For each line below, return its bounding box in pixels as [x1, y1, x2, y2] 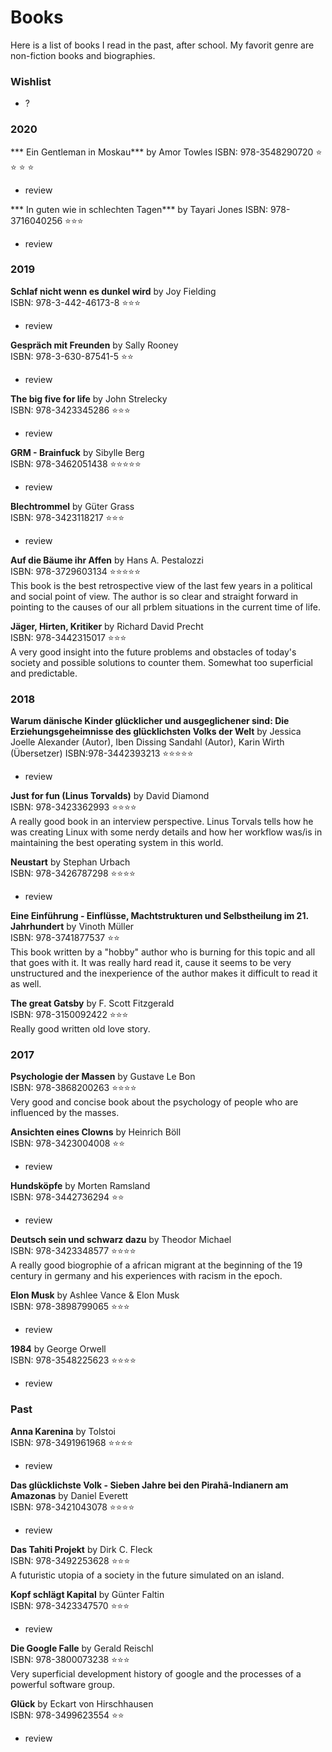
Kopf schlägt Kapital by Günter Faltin [10, 1588, 165, 1600]
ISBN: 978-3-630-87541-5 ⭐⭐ [10, 350, 134, 362]
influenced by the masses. [10, 1107, 120, 1119]
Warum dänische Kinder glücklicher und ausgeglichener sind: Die [10, 715, 290, 727]
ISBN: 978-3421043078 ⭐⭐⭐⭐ [10, 1501, 135, 1513]
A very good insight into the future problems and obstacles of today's [10, 646, 297, 658]
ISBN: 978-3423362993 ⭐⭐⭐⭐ [10, 801, 137, 813]
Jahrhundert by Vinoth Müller [10, 921, 135, 933]
